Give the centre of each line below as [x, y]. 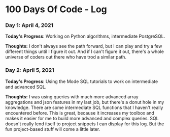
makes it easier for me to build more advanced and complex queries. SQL [82, 118]
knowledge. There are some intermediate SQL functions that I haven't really [84, 107]
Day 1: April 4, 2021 [29, 25]
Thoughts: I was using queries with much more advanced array [72, 97]
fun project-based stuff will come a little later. [53, 129]
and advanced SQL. [26, 87]
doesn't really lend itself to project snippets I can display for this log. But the [85, 124]
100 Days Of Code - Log [56, 9]
